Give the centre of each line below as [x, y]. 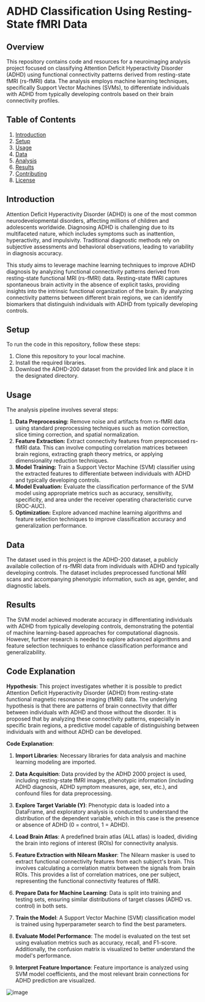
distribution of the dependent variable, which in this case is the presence [107, 818]
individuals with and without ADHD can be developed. [74, 731]
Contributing [31, 173]
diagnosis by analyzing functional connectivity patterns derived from [93, 271]
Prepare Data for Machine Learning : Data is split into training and [98, 892]
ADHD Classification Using [76, 11]
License [25, 180]
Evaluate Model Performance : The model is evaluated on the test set [103, 936]
